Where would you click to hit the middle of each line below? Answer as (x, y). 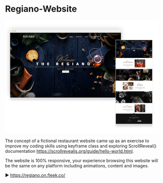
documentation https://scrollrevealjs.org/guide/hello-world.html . (70, 151)
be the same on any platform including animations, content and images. (77, 166)
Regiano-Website (41, 9)
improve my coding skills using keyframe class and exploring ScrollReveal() (81, 146)
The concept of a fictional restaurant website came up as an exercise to (77, 141)
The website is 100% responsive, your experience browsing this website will (82, 161)
